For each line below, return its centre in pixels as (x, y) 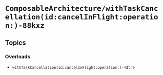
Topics (16, 43)
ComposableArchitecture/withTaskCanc (82, 9)
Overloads (18, 56)
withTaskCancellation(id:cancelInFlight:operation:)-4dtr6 (73, 67)
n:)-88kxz (25, 26)
